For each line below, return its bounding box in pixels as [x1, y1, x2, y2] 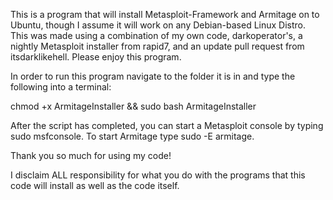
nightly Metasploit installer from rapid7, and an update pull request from [10, 40, 305, 52]
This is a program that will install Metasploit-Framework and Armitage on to [10, 9, 320, 20]
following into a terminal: [10, 81, 112, 93]
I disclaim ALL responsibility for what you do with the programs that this [10, 169, 306, 181]
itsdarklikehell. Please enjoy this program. [10, 51, 182, 63]
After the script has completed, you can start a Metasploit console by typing [10, 120, 324, 131]
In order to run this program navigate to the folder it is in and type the [10, 70, 296, 82]
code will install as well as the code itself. [10, 180, 180, 191]
